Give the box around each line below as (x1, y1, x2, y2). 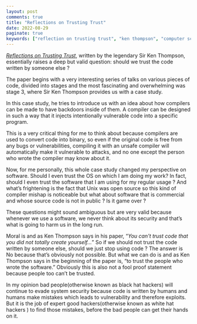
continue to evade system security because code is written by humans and (6, 288, 188, 294)
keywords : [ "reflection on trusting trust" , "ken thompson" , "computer (6, 36, 185, 42)
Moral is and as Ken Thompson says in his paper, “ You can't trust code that (6, 232, 189, 239)
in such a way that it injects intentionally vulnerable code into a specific (6, 112, 178, 119)
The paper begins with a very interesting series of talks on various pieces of (6, 76, 190, 83)
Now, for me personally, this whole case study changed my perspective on (6, 166, 186, 173)
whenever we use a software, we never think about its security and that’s (6, 215, 183, 222)
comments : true (6, 14, 43, 20)
